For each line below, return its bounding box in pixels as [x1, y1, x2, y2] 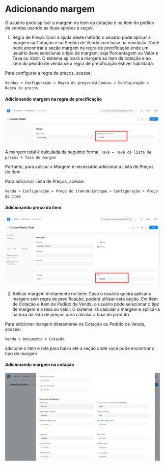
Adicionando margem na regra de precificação [5, 96, 102, 102]
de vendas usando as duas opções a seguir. [5, 25, 94, 30]
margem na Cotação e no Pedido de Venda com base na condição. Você [12, 39, 160, 45]
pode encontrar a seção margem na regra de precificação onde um [12, 45, 149, 51]
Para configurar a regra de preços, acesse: [5, 70, 92, 76]
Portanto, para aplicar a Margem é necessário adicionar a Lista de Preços [5, 164, 154, 170]
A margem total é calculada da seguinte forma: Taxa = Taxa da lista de [5, 149, 152, 155]
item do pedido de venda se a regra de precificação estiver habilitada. [12, 60, 154, 66]
